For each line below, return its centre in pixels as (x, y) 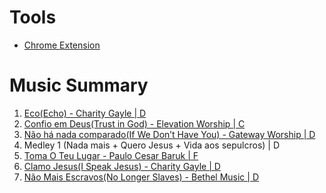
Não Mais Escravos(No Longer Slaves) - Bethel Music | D (141, 177)
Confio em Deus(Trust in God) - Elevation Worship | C (134, 123)
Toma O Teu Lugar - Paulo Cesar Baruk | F (111, 155)
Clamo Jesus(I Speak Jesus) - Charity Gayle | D (122, 166)
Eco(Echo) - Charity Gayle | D (85, 113)
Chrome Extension (62, 45)
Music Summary (79, 85)
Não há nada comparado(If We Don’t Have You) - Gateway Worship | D (169, 134)
